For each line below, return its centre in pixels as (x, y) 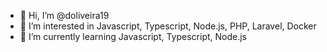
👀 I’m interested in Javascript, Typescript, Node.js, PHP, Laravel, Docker (168, 26)
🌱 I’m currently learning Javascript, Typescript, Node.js (133, 36)
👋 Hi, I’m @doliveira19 (64, 15)
